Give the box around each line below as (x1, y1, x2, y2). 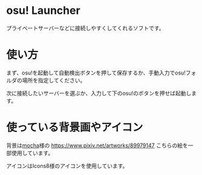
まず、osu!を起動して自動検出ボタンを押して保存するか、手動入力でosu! (6, 69, 186, 76)
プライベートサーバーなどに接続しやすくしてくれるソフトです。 (6, 24, 165, 31)
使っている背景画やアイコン (6, 121, 143, 134)
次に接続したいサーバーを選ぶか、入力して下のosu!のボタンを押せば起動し (6, 89, 192, 97)
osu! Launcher (6, 4, 80, 18)
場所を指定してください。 (22, 76, 86, 84)
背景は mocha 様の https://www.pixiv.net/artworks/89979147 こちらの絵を (6, 142, 189, 149)
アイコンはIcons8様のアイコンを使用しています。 (6, 162, 128, 170)
